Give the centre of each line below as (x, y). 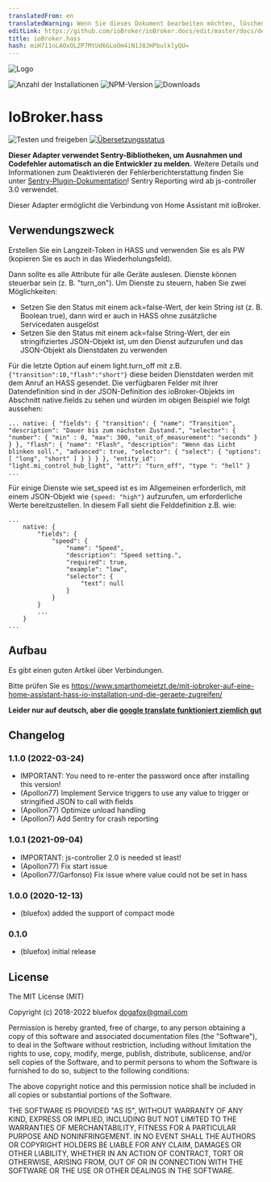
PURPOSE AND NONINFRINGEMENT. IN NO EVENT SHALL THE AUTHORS (132, 1137)
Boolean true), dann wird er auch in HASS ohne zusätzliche (119, 315)
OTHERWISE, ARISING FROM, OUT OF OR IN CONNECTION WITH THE (126, 1162)
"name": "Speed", (95, 548)
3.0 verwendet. (33, 190)
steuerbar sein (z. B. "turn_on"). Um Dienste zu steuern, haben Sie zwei (127, 283)
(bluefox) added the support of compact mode (97, 913)
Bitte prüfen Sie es (39, 686)
